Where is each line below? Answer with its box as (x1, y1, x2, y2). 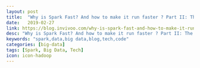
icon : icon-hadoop (6, 53, 52, 59)
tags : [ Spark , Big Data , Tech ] (6, 47, 84, 53)
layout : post (6, 8, 39, 15)
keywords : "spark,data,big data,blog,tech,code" (6, 36, 129, 42)
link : (6, 25, 20, 31)
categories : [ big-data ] (6, 42, 65, 48)
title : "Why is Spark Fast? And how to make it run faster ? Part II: (6, 14, 187, 20)
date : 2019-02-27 (6, 20, 55, 25)
